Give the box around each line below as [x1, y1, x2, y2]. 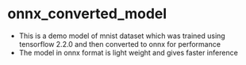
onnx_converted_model [7, 5, 167, 23]
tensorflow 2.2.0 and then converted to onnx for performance [18, 39, 221, 48]
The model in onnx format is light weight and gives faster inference [18, 48, 239, 57]
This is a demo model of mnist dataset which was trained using [18, 31, 225, 40]
